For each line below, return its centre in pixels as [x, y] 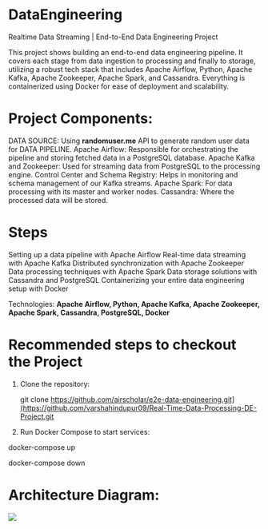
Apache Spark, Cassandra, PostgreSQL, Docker [89, 312]
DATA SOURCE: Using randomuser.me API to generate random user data [129, 141]
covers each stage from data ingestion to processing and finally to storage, [132, 61]
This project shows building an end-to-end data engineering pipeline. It [126, 52]
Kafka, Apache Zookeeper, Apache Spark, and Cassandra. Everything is [127, 78]
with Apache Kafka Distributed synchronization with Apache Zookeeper [126, 263]
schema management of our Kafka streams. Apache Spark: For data [120, 183]
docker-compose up [42, 447]
